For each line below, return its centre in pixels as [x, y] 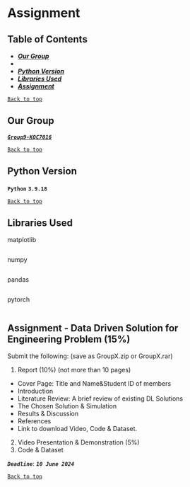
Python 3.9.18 [27, 189]
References [34, 421]
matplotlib [22, 240]
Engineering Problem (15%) [69, 339]
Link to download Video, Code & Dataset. [77, 429]
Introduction [35, 391]
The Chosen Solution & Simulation [67, 406]
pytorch [19, 299]
